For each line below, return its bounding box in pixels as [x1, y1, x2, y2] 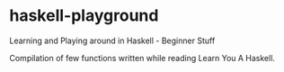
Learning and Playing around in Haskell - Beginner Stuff [9, 35, 216, 46]
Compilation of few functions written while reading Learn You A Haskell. [9, 52, 276, 63]
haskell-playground [9, 5, 159, 26]
